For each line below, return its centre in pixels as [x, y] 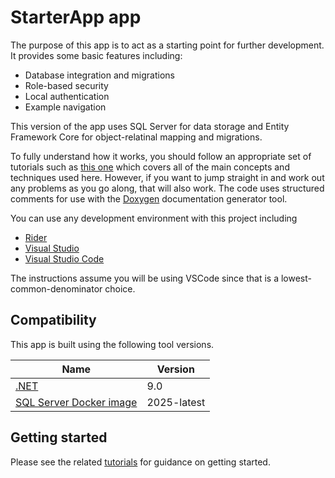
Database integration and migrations [99, 75]
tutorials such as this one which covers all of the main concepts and [150, 167]
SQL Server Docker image [76, 402]
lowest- [296, 278]
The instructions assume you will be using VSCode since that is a [145, 278]
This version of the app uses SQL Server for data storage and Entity [150, 126]
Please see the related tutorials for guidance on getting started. [140, 462]
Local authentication [67, 96]
